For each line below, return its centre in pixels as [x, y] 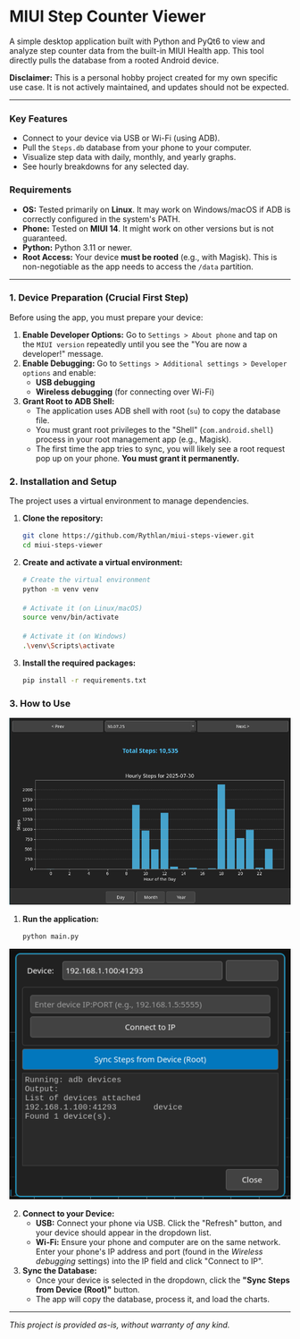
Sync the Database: [59, 1270]
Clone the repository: [62, 518]
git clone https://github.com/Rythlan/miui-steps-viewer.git [138, 536]
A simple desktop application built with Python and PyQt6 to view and [137, 41]
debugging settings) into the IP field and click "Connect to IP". [149, 1261]
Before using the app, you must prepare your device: [106, 317]
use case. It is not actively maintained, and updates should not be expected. [149, 87]
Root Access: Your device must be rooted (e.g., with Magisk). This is [150, 257]
